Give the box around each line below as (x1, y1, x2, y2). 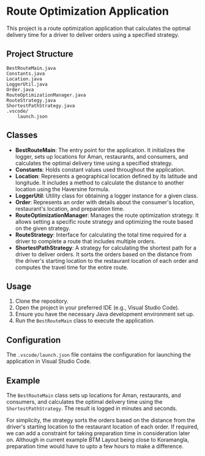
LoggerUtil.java (6, 81, 48, 87)
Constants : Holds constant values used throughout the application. (15, 165, 185, 173)
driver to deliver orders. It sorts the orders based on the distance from (15, 250, 192, 258)
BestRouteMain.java (6, 65, 56, 71)
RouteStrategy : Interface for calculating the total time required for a (15, 231, 187, 238)
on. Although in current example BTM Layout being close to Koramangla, (6, 436, 190, 443)
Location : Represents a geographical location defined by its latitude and (15, 172, 198, 180)
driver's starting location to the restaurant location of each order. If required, (6, 423, 199, 430)
